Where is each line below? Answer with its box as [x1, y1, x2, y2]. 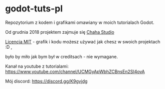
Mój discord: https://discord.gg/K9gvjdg [5, 78, 88, 84]
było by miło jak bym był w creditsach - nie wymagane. [5, 53, 118, 60]
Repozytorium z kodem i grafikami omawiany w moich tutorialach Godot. [5, 19, 155, 25]
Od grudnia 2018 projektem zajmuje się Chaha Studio [5, 29, 115, 35]
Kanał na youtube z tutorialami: [5, 63, 69, 69]
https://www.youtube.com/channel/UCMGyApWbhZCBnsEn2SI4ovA [5, 68, 145, 75]
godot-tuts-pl [5, 3, 63, 14]
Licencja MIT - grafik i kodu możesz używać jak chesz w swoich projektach [5, 38, 161, 45]
